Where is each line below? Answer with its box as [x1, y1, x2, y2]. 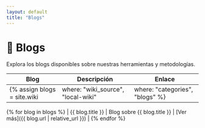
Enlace [154, 75, 175, 84]
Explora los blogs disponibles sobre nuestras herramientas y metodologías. [6, 61, 196, 68]
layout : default [6, 8, 48, 15]
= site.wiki [9, 93, 38, 101]
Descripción [77, 75, 113, 84]
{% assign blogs [9, 86, 56, 94]
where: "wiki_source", [62, 86, 124, 94]
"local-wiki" [62, 93, 97, 101]
